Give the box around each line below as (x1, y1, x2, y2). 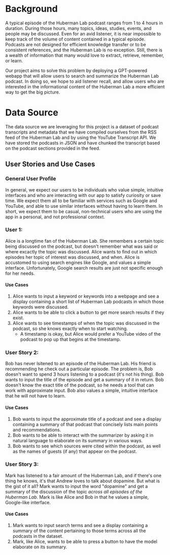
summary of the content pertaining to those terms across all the (12, 528, 146, 534)
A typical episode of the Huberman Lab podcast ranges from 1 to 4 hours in (5, 20, 163, 26)
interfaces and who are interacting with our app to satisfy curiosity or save (5, 192, 161, 198)
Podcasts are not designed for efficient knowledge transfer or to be (5, 41, 146, 47)
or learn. (5, 57, 23, 63)
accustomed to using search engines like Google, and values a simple (5, 259, 151, 266)
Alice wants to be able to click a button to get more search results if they (12, 309, 164, 315)
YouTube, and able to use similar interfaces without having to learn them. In (5, 203, 163, 209)
